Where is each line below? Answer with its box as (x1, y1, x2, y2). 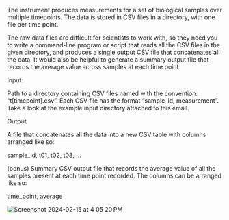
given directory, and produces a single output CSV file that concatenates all (7, 48, 220, 56)
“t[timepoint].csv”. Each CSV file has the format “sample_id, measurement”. (7, 97, 219, 105)
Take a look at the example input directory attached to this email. (7, 104, 189, 112)
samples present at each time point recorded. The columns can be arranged (7, 171, 222, 180)
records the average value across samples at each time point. (7, 63, 181, 71)
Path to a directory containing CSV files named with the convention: (7, 89, 198, 97)
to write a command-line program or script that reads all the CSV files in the (7, 41, 221, 49)
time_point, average (7, 192, 63, 200)
